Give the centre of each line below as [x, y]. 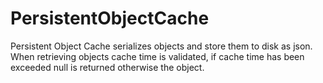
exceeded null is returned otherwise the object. [107, 67]
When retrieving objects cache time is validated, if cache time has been [157, 56]
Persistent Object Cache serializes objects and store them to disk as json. [161, 46]
